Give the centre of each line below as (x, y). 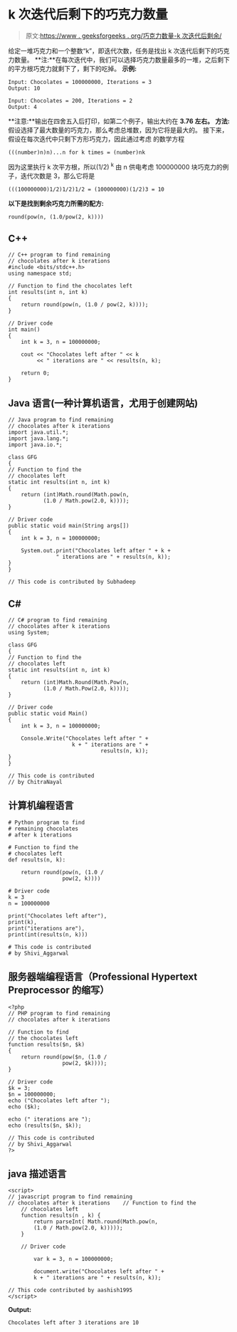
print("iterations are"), (46, 928)
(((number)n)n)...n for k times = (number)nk (77, 152)
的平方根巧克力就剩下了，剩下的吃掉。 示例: (73, 68)
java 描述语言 (37, 1174)
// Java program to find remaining (61, 420)
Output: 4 (23, 107)
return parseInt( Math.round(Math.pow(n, (96, 1222)
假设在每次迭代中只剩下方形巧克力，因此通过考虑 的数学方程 (96, 139)
